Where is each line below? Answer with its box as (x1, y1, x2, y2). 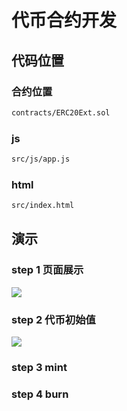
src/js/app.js (11, 154, 71, 165)
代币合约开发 (11, 9, 118, 32)
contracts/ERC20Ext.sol (11, 107, 111, 118)
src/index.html (11, 201, 75, 211)
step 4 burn (11, 387, 69, 401)
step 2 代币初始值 (11, 312, 96, 326)
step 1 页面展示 (11, 263, 84, 277)
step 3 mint (11, 361, 68, 374)
